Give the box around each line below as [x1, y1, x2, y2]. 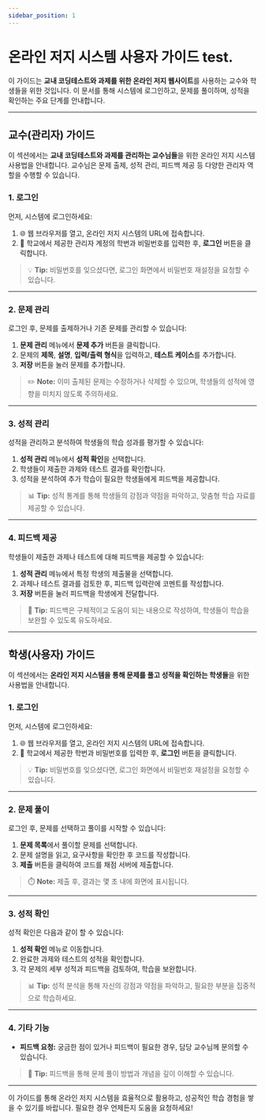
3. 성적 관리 [8, 418, 50, 429]
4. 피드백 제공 [8, 533, 58, 544]
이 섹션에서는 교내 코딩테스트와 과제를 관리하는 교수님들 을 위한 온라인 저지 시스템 [8, 151, 256, 160]
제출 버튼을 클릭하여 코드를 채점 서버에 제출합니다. [19, 859, 174, 869]
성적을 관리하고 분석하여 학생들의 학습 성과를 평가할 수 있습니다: [8, 438, 204, 447]
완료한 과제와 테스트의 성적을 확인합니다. [19, 954, 144, 964]
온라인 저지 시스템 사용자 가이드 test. [8, 48, 233, 66]
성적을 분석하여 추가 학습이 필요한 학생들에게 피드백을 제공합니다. [19, 474, 220, 484]
